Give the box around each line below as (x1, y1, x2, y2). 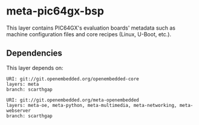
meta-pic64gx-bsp (6, 4, 105, 18)
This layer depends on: (6, 64, 64, 71)
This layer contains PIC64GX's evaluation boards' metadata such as (6, 24, 176, 31)
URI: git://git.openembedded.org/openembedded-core (6, 75, 139, 82)
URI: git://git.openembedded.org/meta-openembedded (6, 97, 139, 103)
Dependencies (6, 48, 62, 59)
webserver (6, 107, 31, 114)
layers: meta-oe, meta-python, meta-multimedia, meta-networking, (6, 102, 177, 108)
